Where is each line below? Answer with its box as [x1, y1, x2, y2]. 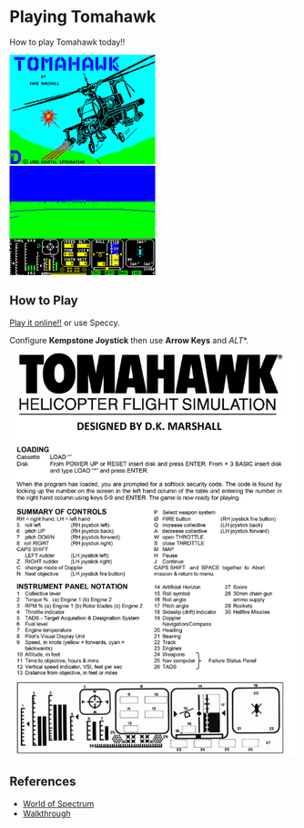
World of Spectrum [22, 798, 95, 809]
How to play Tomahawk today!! [9, 36, 126, 47]
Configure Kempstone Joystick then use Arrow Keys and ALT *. [9, 334, 248, 345]
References [9, 774, 76, 790]
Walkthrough [22, 808, 71, 819]
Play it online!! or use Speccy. [9, 317, 120, 328]
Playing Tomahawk [9, 6, 157, 27]
